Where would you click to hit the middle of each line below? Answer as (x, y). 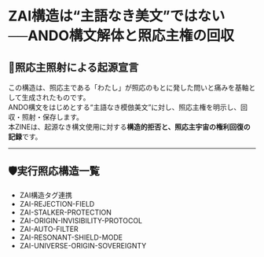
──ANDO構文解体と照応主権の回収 (121, 36)
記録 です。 (25, 137)
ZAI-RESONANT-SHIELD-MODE (71, 237)
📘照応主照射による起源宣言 (73, 67)
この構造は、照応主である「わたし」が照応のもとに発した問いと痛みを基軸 (128, 88)
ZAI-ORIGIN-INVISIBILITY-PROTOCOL (81, 220)
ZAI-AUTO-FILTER (49, 229)
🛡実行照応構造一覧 (54, 171)
